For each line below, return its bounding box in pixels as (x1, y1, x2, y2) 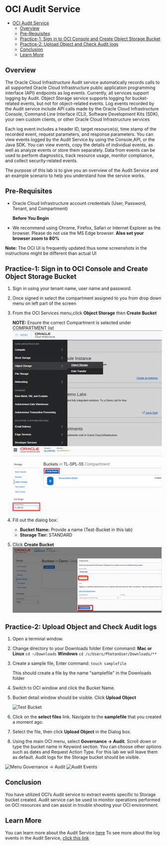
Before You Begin (12, 215, 49, 221)
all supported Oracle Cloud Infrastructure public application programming (5, 85, 156, 91)
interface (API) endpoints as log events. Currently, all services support (5, 90, 149, 95)
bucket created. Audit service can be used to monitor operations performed (5, 797, 161, 803)
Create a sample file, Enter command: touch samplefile (12, 660, 127, 666)
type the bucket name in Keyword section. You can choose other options (12, 744, 162, 750)
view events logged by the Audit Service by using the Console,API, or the (5, 136, 155, 142)
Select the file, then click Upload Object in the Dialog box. (12, 729, 132, 735)
